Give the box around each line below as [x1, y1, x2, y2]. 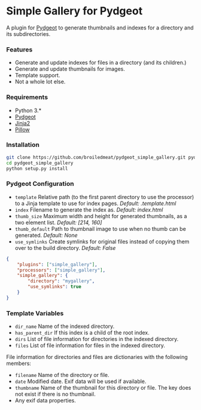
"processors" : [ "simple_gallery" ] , [17, 267, 106, 273]
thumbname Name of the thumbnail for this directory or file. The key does [14, 384, 191, 391]
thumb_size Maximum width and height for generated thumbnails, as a [14, 212, 187, 219]
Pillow [14, 126, 30, 133]
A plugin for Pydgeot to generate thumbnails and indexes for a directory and [6, 24, 194, 31]
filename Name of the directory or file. [14, 372, 109, 379]
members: [6, 360, 32, 367]
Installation [6, 141, 40, 149]
